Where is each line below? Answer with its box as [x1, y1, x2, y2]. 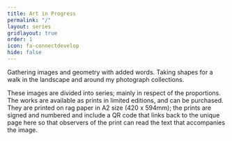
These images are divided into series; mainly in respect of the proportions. [7, 88, 222, 97]
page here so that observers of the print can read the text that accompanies [7, 118, 225, 126]
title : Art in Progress [7, 10, 77, 17]
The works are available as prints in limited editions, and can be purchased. [7, 96, 224, 104]
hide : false [7, 49, 42, 56]
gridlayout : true [7, 29, 58, 37]
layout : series [7, 23, 52, 30]
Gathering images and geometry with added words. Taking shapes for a [7, 67, 214, 76]
